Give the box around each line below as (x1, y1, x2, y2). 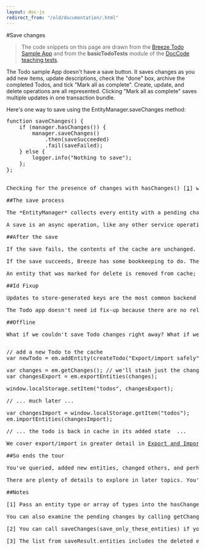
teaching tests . (21, 56, 59, 63)
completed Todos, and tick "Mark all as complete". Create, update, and (6, 80, 184, 88)
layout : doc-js (6, 9, 45, 15)
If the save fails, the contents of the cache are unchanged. (6, 245, 196, 252)
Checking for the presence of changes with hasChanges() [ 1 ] (6, 184, 193, 191)
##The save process (6, 196, 65, 204)
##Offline (6, 318, 35, 326)
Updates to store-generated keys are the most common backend (6, 294, 196, 301)
